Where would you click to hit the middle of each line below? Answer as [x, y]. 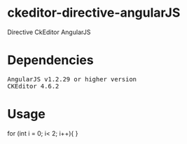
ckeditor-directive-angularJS [94, 13]
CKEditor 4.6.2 [33, 86]
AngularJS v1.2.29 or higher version [72, 79]
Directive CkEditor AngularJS [49, 32]
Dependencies [50, 60]
